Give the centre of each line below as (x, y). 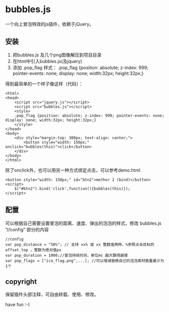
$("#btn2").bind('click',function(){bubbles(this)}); (72, 189)
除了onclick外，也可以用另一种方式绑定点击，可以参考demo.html (73, 170)
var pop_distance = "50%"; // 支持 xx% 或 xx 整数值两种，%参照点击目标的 (80, 244)
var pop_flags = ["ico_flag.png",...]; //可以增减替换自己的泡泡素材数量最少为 (85, 261)
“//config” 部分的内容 (27, 229)
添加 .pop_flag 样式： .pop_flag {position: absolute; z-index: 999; (80, 68)
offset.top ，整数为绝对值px (33, 250)
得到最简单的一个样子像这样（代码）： (44, 84)
